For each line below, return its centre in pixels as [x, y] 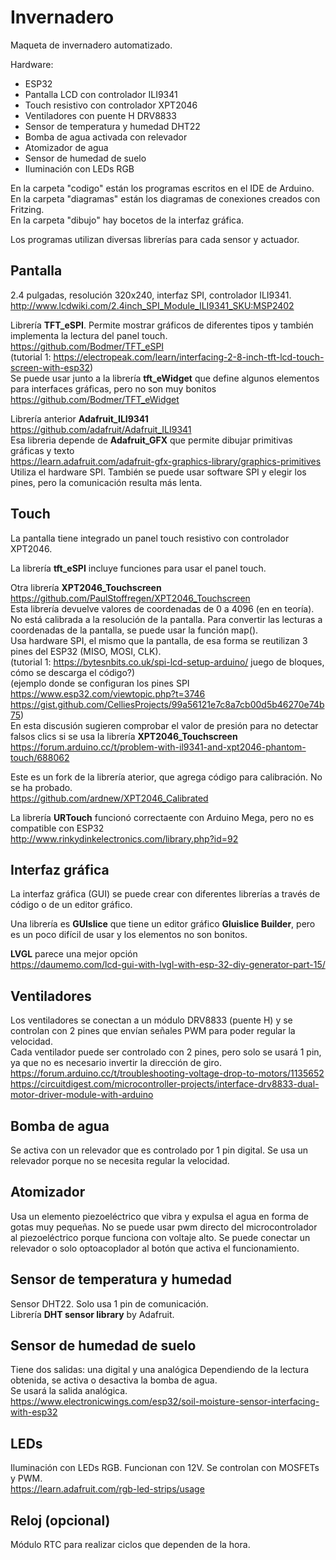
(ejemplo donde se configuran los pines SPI [100, 683]
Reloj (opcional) [60, 1520]
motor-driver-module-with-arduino [82, 1095]
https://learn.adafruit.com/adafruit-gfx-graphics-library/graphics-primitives [166, 461]
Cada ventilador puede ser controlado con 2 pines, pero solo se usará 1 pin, [166, 1052]
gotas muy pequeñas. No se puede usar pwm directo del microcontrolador [164, 1227]
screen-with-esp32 [50, 367]
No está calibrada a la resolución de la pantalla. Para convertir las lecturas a [166, 619]
